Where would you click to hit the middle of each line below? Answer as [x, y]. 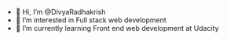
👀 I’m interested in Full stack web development [91, 20]
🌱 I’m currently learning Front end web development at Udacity [117, 28]
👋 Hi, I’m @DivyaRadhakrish [60, 12]
